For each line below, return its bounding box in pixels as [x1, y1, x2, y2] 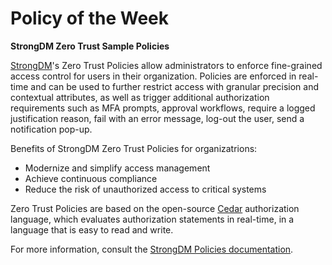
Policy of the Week [10, 7, 169, 30]
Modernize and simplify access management [24, 162, 211, 174]
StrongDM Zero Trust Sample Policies [10, 40, 170, 52]
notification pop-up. [10, 123, 93, 135]
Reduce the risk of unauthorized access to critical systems [24, 183, 267, 195]
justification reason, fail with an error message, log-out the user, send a [10, 112, 305, 124]
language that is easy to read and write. [10, 223, 174, 236]
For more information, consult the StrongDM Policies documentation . [10, 243, 294, 255]
